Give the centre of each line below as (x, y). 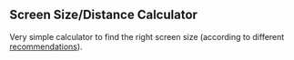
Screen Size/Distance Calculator (104, 15)
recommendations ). (46, 46)
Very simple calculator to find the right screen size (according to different (147, 36)
